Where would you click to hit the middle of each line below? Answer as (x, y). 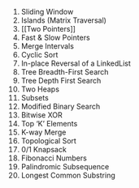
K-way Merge (43, 132)
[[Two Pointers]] (48, 29)
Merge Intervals (47, 46)
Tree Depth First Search (61, 81)
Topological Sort (48, 141)
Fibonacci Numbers (54, 158)
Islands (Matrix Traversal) (63, 20)
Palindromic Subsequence (65, 167)
